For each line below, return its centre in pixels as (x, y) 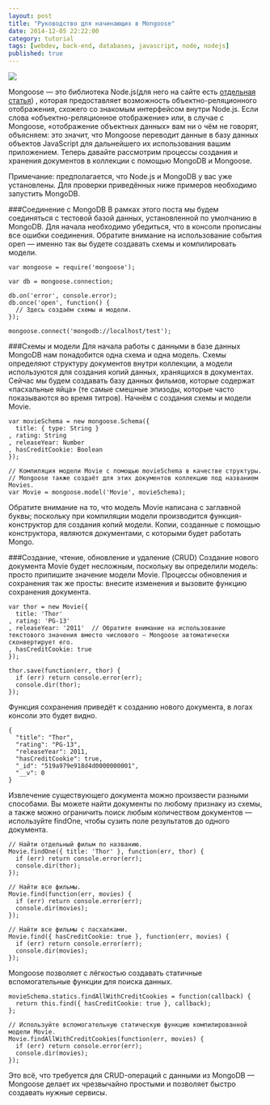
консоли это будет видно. (53, 715)
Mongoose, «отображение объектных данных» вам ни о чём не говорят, (133, 126)
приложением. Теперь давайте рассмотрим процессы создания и (123, 152)
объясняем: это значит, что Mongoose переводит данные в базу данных (133, 135)
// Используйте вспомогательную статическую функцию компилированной (128, 1025)
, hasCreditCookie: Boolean (56, 450)
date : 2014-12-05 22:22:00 (54, 31)
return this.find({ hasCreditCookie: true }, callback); (114, 1004)
